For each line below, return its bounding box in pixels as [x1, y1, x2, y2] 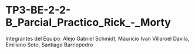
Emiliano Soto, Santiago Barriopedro [5, 41, 93, 48]
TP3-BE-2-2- [5, 3, 71, 17]
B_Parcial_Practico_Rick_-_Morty [5, 16, 172, 29]
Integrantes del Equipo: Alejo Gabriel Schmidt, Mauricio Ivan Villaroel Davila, [5, 35, 190, 42]
